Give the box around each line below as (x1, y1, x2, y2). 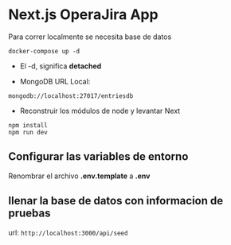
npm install (8, 121, 48, 129)
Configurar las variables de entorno (8, 150, 189, 164)
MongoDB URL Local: (19, 76, 91, 86)
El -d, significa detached (19, 61, 102, 71)
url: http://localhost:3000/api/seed (8, 227, 128, 237)
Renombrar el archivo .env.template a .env (8, 171, 151, 181)
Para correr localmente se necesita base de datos (8, 32, 172, 41)
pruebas (8, 207, 51, 220)
